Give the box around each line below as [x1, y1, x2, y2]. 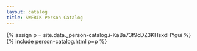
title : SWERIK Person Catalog [6, 15, 84, 21]
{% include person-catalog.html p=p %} [6, 38, 107, 45]
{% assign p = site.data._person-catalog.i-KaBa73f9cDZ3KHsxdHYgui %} [6, 31, 192, 38]
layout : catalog [6, 8, 48, 15]
